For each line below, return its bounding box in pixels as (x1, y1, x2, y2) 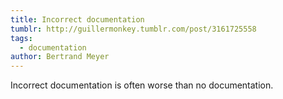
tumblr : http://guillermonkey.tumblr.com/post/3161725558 (10, 24, 257, 34)
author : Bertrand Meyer (10, 52, 110, 62)
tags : (10, 33, 33, 43)
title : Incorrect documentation (10, 14, 145, 25)
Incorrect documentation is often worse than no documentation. (10, 79, 274, 91)
